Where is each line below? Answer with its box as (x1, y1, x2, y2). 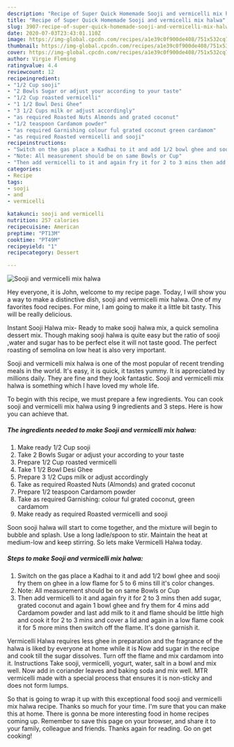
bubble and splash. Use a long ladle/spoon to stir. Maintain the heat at (7, 530, 208, 540)
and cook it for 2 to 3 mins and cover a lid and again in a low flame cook (17, 616, 224, 624)
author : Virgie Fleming (7, 56, 77, 63)
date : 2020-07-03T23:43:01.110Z (7, 29, 101, 37)
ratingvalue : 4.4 (7, 62, 58, 69)
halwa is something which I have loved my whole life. (7, 382, 159, 390)
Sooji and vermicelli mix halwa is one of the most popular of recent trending (7, 359, 224, 368)
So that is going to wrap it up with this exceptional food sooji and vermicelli (7, 695, 222, 703)
